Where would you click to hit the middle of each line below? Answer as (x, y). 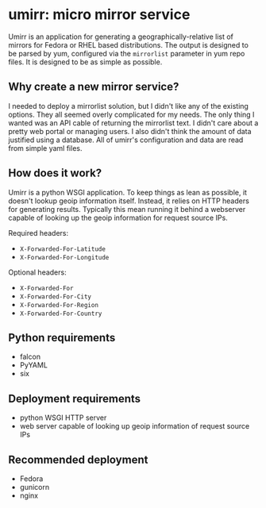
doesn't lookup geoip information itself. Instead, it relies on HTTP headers (129, 201)
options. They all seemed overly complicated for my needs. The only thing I (131, 114)
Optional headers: (37, 272)
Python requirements (62, 338)
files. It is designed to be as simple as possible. (85, 62)
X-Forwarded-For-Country (61, 314)
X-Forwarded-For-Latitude (62, 249)
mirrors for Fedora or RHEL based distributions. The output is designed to (128, 44)
